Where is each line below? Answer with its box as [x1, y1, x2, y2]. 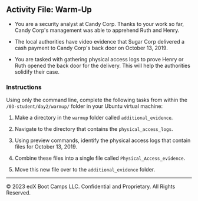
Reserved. [6, 189, 31, 196]
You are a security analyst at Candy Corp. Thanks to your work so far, [14, 20, 184, 27]
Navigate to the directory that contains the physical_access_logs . [14, 126, 173, 133]
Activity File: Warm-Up [6, 5, 93, 15]
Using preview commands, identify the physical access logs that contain [14, 137, 191, 144]
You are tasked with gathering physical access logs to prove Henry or [14, 55, 184, 62]
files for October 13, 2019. [14, 143, 78, 150]
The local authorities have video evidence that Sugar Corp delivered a [14, 38, 184, 45]
